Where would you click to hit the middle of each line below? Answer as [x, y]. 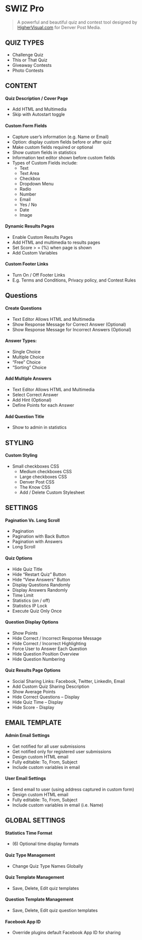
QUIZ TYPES [25, 43]
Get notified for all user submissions [49, 746]
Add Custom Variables [35, 253]
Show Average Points [34, 691]
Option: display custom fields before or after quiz [62, 142]
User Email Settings [26, 778]
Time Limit [23, 595]
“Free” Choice [26, 362]
